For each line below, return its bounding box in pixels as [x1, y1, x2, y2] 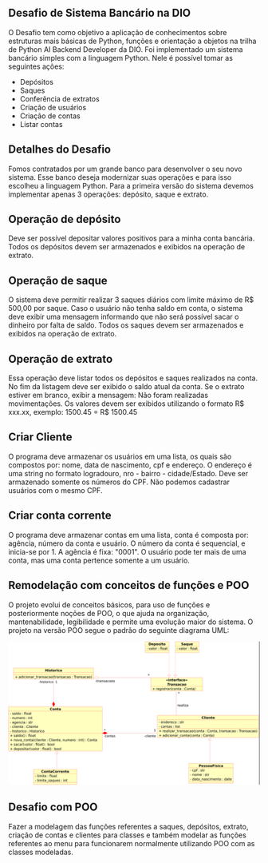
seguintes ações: [8, 62, 65, 71]
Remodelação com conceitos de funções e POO [8, 579, 250, 592]
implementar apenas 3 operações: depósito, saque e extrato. [8, 189, 209, 199]
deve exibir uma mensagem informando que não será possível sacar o [8, 312, 239, 322]
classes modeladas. [8, 847, 74, 857]
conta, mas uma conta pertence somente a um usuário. [8, 555, 190, 565]
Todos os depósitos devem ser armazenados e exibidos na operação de [8, 242, 246, 252]
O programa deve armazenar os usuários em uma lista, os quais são [8, 451, 232, 461]
